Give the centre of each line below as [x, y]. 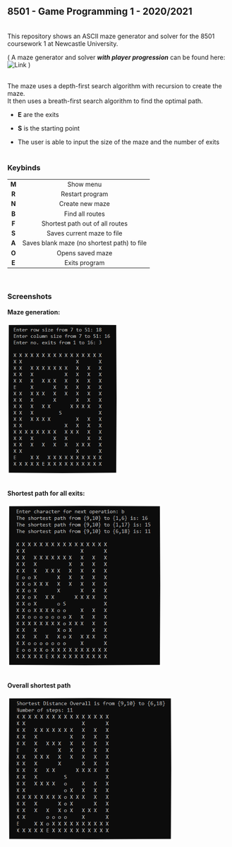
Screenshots [30, 297]
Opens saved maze [85, 252]
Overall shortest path [39, 685]
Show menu [85, 184]
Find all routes [85, 214]
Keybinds [24, 167]
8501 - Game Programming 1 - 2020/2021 [100, 12]
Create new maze [85, 204]
